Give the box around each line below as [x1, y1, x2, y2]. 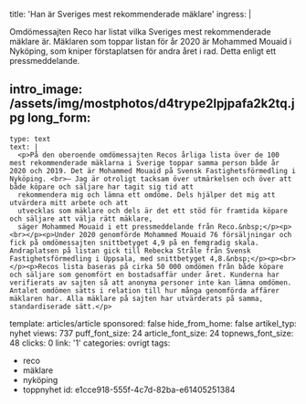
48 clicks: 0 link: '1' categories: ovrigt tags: [9, 337, 171, 348]
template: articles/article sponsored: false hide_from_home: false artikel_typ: [9, 317, 297, 328]
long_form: [26, 110, 91, 126]
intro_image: [9, 82, 83, 98]
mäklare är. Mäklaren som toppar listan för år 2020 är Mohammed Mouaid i [9, 36, 292, 47]
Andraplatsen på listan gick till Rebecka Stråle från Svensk [9, 246, 251, 255]
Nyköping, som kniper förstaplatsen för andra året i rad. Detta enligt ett [9, 46, 277, 57]
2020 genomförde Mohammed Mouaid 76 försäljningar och [79, 230, 292, 239]
